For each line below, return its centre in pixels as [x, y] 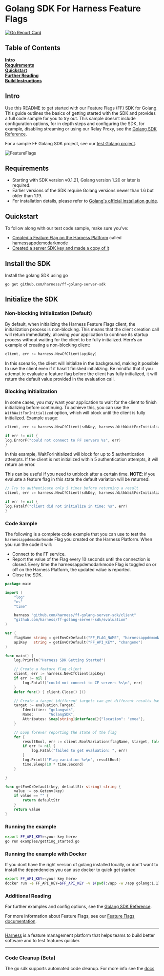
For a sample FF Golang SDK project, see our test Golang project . [71, 143]
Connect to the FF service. [39, 554]
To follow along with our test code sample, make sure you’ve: [67, 228]
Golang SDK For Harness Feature [73, 9]
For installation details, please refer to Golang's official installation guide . [85, 201]
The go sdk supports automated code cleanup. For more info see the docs [80, 969]
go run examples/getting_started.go [42, 841]
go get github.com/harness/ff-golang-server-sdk [55, 284]
